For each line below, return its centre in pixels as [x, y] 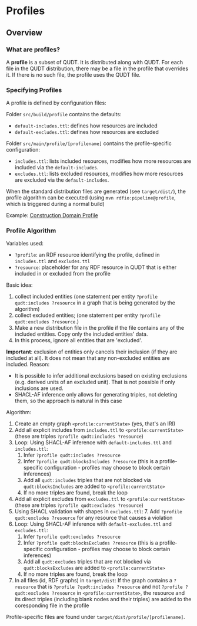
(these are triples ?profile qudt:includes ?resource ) [79, 436]
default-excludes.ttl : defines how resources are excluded [86, 132]
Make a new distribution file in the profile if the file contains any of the [99, 328]
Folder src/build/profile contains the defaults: [64, 114]
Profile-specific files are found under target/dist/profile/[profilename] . [96, 617]
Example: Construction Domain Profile [52, 215]
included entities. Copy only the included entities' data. [81, 334]
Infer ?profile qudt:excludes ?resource [72, 537]
